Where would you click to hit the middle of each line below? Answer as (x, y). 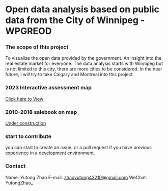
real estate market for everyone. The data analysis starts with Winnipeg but (84, 64)
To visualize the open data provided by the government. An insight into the (83, 58)
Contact (16, 166)
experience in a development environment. (50, 153)
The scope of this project (37, 47)
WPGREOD (29, 31)
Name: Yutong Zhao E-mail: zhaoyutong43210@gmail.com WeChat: (76, 177)
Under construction (26, 123)
